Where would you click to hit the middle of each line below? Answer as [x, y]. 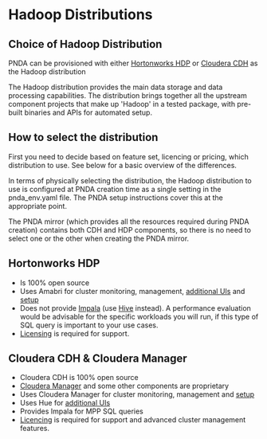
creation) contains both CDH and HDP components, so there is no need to [130, 229]
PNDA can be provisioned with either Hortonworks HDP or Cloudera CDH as [133, 63]
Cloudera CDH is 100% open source [79, 378]
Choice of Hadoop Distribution [85, 44]
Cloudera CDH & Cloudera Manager [98, 359]
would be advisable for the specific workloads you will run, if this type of [139, 316]
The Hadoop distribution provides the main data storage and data [116, 87]
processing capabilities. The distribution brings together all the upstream [128, 96]
